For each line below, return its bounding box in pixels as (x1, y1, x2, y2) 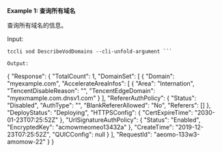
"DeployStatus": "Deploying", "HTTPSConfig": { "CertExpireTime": (7, 109, 193, 116)
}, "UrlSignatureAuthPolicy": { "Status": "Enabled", (59, 116, 201, 124)
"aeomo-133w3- (153, 130, 200, 138)
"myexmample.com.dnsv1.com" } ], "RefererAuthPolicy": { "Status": (7, 94, 197, 102)
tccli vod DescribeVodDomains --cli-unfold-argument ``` (7, 48, 173, 55)
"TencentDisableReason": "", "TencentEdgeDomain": (7, 87, 156, 94)
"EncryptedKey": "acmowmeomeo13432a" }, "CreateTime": (7, 123, 174, 131)
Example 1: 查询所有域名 (7, 7, 76, 14)
